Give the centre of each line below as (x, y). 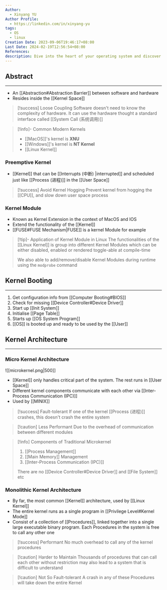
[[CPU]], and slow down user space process (63, 196)
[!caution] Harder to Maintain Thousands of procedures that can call (87, 557)
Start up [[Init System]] (36, 308)
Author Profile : (22, 19)
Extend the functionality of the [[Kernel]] (54, 224)
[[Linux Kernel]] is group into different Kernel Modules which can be (87, 244)
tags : (11, 28)
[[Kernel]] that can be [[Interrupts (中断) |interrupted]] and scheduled (83, 174)
